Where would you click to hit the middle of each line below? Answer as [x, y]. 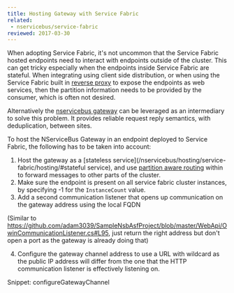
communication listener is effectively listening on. [89, 269]
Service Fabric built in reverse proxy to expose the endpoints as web [106, 83]
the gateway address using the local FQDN [79, 205]
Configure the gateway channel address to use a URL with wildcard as [118, 254]
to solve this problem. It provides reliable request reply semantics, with [109, 119]
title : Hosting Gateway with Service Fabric [73, 14]
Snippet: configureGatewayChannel [58, 283]
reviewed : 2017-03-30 [39, 33]
